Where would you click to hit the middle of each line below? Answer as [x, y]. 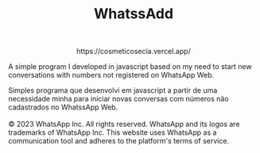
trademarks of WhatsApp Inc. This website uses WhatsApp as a [113, 132]
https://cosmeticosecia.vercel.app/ [134, 51]
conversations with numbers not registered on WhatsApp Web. [111, 75]
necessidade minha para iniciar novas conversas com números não [118, 98]
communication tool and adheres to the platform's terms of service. [118, 140]
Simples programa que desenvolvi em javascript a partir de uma [113, 90]
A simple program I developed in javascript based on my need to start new [130, 66]
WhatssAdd [134, 14]
